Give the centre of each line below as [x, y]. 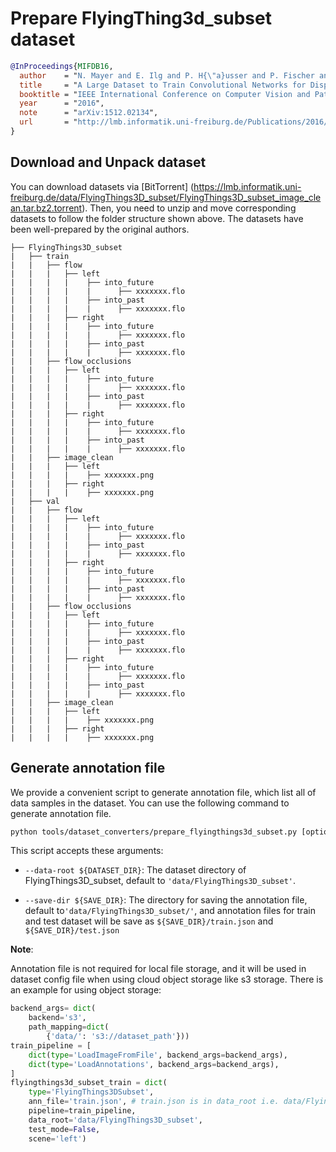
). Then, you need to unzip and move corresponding [189, 208]
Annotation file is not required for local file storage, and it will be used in [158, 969]
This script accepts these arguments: [87, 851]
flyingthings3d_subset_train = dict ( [89, 1083]
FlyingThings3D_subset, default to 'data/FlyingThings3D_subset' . [160, 881]
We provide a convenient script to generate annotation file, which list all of [163, 792]
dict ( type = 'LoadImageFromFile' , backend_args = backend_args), [158, 1055]
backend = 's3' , [57, 1018]
